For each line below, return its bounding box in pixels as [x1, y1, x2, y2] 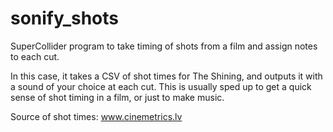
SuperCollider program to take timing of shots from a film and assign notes [10, 40, 318, 52]
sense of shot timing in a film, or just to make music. [10, 91, 225, 103]
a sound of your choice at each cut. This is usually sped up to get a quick [10, 80, 312, 92]
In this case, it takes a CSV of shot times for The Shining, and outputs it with [10, 70, 323, 82]
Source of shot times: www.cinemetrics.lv [10, 110, 183, 122]
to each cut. [10, 50, 60, 62]
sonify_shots [10, 7, 120, 30]
